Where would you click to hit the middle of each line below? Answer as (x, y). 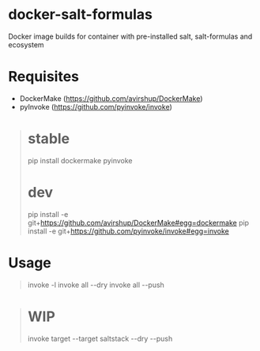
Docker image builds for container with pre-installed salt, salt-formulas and (130, 36)
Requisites (44, 77)
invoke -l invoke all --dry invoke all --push (96, 285)
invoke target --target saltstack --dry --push (100, 338)
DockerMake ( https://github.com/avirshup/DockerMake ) (111, 98)
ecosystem (26, 44)
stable (49, 139)
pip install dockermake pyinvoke (80, 160)
